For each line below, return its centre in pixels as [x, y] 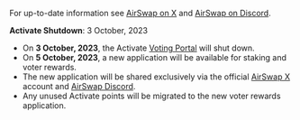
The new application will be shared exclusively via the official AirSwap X [156, 77]
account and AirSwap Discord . [79, 86]
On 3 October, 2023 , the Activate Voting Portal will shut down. [138, 48]
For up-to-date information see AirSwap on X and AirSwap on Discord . [141, 13]
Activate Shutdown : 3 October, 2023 [79, 30]
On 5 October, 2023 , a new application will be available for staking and [154, 57]
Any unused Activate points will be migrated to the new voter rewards [151, 96]
